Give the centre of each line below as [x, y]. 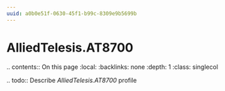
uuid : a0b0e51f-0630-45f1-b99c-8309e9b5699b [72, 13]
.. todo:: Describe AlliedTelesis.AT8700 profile [72, 80]
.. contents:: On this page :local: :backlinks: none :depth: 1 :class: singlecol [112, 67]
